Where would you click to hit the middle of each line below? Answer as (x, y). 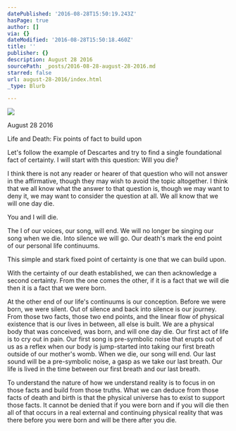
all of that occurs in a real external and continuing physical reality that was (115, 413)
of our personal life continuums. (54, 246)
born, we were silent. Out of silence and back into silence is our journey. (112, 309)
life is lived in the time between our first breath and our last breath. (104, 369)
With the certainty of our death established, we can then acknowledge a (112, 273)
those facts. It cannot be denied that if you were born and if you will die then (118, 405)
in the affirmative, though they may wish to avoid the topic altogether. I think (118, 181)
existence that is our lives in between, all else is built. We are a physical (111, 324)
